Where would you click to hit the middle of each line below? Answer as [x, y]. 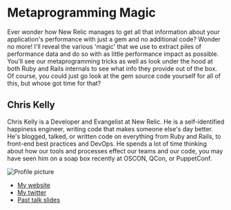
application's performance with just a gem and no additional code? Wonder [114, 39]
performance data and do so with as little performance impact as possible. [113, 54]
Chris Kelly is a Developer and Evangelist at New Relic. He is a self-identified [116, 122]
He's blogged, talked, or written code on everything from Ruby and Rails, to [114, 136]
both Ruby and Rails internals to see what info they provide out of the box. [112, 68]
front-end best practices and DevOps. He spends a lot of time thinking [107, 144]
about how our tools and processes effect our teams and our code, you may [115, 151]
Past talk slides [39, 200]
